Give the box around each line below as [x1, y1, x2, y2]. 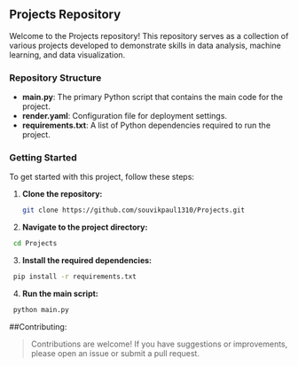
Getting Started [9, 152, 77, 164]
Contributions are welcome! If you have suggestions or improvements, [30, 339, 288, 349]
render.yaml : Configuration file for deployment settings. [21, 111, 228, 121]
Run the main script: [21, 288, 99, 300]
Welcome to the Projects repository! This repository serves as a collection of [9, 30, 289, 41]
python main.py [12, 306, 69, 315]
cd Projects [12, 239, 58, 248]
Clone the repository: [21, 189, 103, 199]
